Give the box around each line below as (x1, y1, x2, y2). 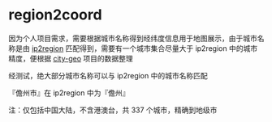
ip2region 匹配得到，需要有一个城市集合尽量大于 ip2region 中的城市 (31, 43, 258, 53)
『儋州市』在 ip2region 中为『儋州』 (8, 87, 130, 98)
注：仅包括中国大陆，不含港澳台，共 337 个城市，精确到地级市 (8, 105, 218, 115)
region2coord (8, 6, 103, 24)
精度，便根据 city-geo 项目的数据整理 (8, 53, 134, 63)
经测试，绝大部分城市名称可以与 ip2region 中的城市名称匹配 (8, 70, 209, 80)
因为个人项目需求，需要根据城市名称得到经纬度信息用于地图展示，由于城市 (8, 33, 257, 43)
